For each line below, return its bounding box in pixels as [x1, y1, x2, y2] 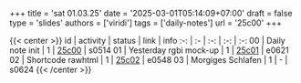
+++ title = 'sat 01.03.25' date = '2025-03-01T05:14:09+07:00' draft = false [9, 8, 293, 18]
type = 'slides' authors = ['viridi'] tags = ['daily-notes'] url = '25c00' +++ [9, 17, 283, 28]
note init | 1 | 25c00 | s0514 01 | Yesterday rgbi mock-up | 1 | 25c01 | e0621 [9, 45, 289, 56]
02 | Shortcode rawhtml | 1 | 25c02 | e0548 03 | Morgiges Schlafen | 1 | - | [9, 55, 288, 65]
